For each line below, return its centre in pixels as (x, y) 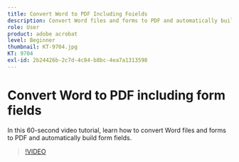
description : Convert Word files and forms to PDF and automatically (113, 21)
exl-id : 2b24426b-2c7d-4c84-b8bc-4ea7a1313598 (78, 60)
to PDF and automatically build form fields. (70, 137)
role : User (23, 27)
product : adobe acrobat (43, 34)
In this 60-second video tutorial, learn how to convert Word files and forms (117, 130)
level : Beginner (31, 40)
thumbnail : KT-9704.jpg (43, 47)
